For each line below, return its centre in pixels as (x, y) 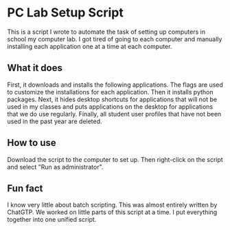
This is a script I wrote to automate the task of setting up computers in (106, 32)
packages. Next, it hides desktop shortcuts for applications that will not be (112, 99)
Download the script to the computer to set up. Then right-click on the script (115, 159)
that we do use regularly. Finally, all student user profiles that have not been (114, 114)
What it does (35, 68)
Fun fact (25, 188)
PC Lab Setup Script (65, 13)
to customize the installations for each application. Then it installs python (110, 92)
